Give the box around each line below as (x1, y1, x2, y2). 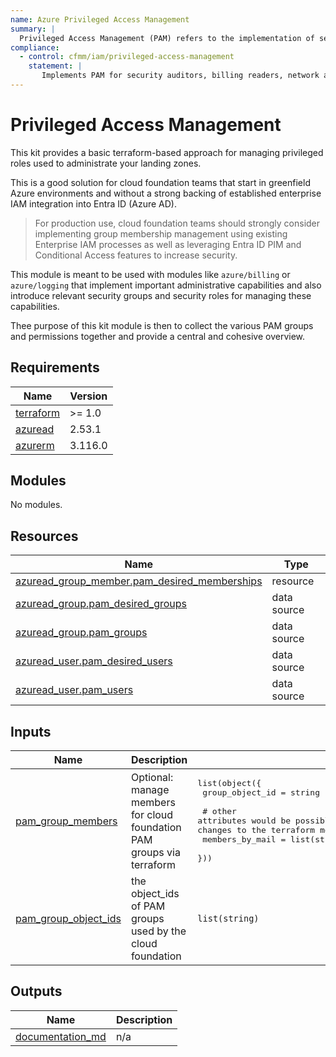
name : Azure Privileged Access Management (10, 14, 190, 25)
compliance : (10, 42, 60, 53)
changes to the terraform (197, 825, 316, 836)
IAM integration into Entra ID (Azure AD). (10, 197, 177, 210)
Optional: (130, 770, 174, 784)
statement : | (28, 61, 83, 71)
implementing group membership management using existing (34, 227, 288, 240)
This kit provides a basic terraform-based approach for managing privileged (10, 146, 324, 158)
